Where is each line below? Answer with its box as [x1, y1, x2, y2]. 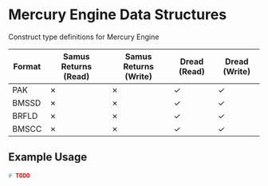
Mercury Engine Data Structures [8, 6, 227, 24]
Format [13, 61, 41, 72]
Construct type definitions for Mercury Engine [8, 32, 160, 42]
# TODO [8, 172, 30, 180]
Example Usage [8, 150, 88, 164]
